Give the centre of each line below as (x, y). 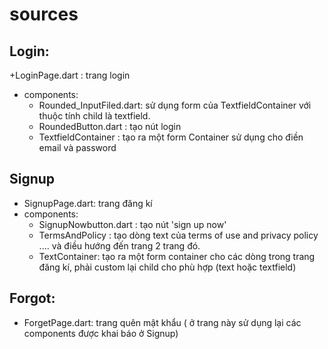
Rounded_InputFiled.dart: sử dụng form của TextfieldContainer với (175, 105)
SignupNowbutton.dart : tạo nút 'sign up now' (132, 224)
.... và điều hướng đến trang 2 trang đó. (119, 245)
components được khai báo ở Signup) (101, 333)
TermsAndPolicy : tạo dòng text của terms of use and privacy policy (178, 235)
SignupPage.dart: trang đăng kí (88, 203)
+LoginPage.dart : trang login (70, 75)
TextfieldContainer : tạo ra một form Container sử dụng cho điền (171, 137)
